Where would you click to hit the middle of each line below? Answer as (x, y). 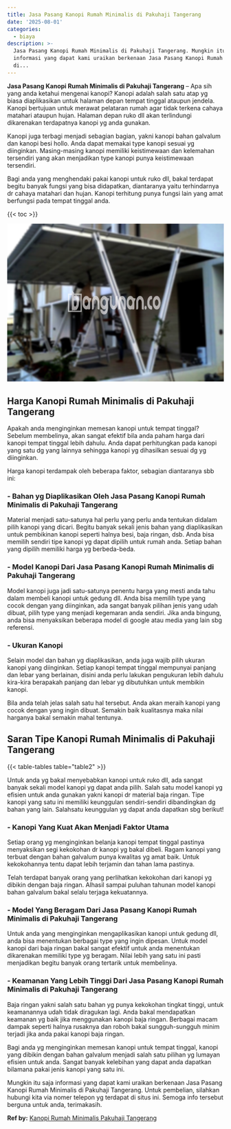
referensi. (21, 627)
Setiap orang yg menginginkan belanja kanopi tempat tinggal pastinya (106, 842)
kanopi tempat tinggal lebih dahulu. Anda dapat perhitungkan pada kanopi (112, 443)
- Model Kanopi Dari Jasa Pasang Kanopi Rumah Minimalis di (111, 567)
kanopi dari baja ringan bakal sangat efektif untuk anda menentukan (103, 948)
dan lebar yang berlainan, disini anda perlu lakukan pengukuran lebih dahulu (115, 675)
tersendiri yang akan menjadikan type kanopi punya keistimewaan (101, 158)
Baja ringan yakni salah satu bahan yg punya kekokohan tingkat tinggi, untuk (115, 1004)
